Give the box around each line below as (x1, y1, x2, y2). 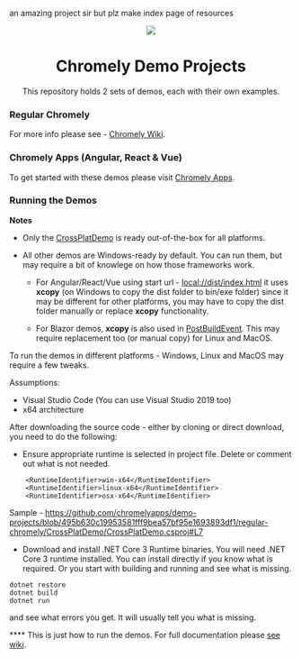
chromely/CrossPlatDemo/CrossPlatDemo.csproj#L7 (9, 526, 204, 537)
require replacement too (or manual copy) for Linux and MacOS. (35, 333, 273, 343)
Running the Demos (9, 194, 97, 206)
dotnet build (9, 588, 58, 598)
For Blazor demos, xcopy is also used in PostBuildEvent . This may (35, 323, 280, 334)
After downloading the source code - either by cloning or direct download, (9, 421, 285, 432)
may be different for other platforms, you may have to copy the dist (35, 296, 285, 306)
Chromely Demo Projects (55, 56, 247, 77)
